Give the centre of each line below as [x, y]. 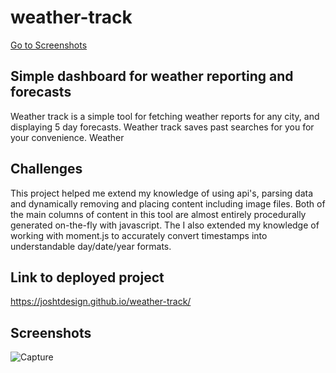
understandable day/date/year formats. [91, 246]
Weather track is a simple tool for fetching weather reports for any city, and [165, 116]
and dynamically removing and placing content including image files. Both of [168, 203]
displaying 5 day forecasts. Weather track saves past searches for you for [162, 127]
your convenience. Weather [67, 137]
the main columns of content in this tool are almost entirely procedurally [158, 214]
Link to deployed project [87, 277]
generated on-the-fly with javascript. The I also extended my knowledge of [165, 225]
